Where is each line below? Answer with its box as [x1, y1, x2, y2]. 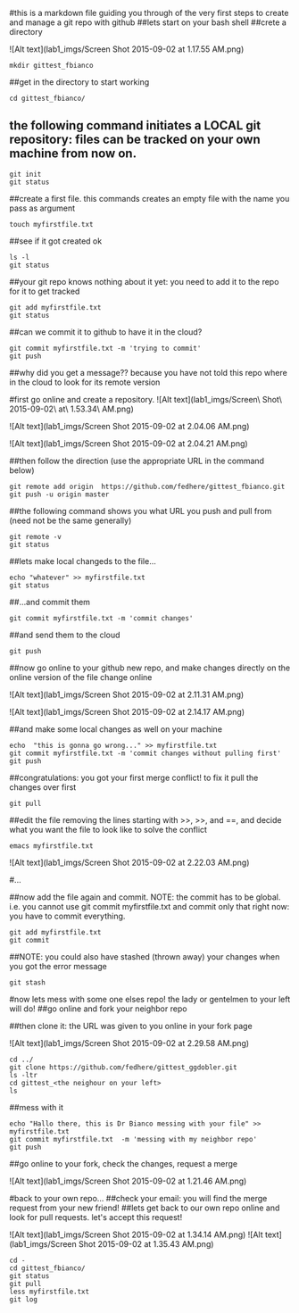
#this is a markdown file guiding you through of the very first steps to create [9, 8, 289, 18]
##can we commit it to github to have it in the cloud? [9, 326, 203, 337]
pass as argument [9, 203, 76, 213]
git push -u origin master [9, 490, 110, 499]
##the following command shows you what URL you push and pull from [9, 505, 272, 516]
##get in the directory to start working [9, 77, 150, 87]
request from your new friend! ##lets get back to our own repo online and [9, 1202, 280, 1213]
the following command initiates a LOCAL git [9, 118, 262, 133]
